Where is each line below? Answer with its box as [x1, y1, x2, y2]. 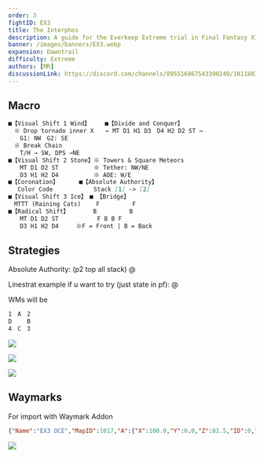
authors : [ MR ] [8, 63, 55, 71]
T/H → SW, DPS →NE [19, 148, 80, 157]
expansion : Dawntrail [8, 48, 79, 56]
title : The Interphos [8, 26, 79, 34]
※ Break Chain [13, 142, 63, 150]
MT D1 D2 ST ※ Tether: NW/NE [19, 163, 149, 171]
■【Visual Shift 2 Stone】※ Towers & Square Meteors [8, 156, 185, 164]
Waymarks [8, 390, 63, 405]
